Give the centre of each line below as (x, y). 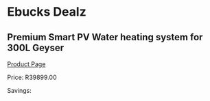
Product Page (26, 64)
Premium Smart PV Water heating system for (105, 37)
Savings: (20, 90)
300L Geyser (36, 47)
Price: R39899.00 (32, 77)
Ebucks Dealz (47, 12)
